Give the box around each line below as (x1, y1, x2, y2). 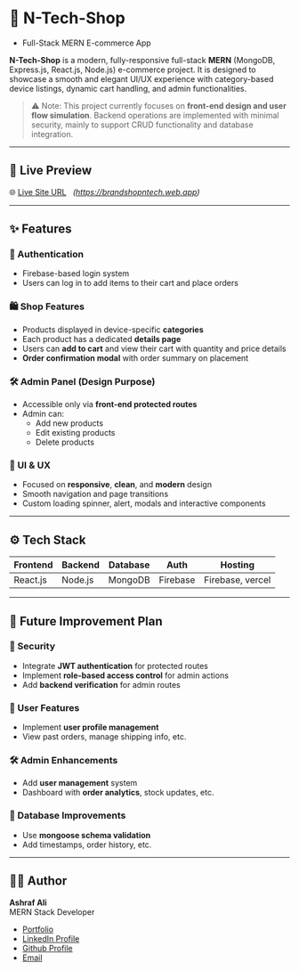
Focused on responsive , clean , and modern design (21, 479, 212, 490)
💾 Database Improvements (9, 810, 126, 822)
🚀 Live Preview (9, 163, 93, 178)
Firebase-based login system (21, 268, 130, 279)
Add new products (35, 418, 104, 428)
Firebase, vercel (204, 574, 271, 586)
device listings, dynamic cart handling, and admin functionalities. (9, 83, 247, 94)
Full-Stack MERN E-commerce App (21, 37, 151, 48)
